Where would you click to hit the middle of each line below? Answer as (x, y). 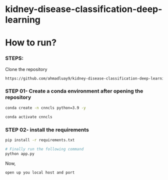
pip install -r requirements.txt (40, 140)
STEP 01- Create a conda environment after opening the (74, 91)
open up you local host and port (40, 172)
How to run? (31, 43)
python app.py (20, 153)
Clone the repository (26, 69)
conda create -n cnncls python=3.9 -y (45, 108)
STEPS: (14, 58)
